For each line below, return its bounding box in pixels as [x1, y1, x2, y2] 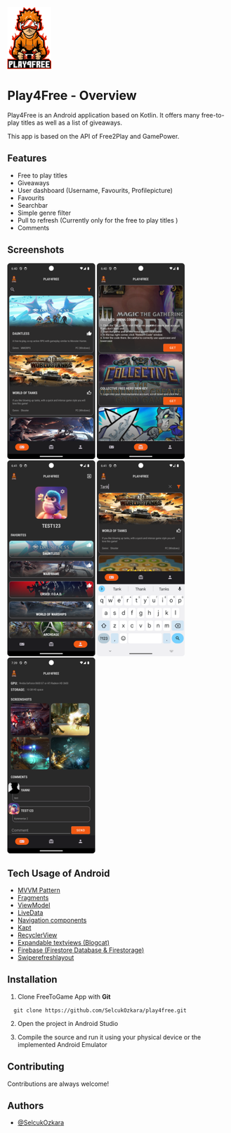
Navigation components [17, 915, 87, 924]
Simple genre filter [17, 208, 72, 217]
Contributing [7, 1060, 65, 1073]
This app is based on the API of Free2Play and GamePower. [7, 132, 180, 140]
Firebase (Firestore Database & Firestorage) [17, 946, 145, 954]
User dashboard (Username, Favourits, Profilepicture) [17, 186, 173, 194]
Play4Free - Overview [7, 88, 137, 104]
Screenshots [7, 244, 65, 256]
